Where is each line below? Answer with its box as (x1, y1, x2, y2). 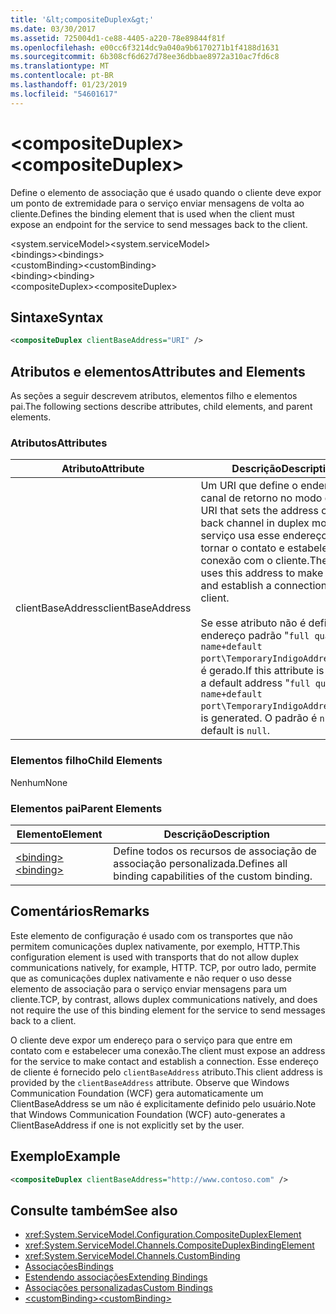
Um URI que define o (200, 479, 298, 493)
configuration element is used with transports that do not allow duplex (10, 951, 299, 963)
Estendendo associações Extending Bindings (24, 1271, 208, 1283)
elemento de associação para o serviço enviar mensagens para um (10, 982, 288, 995)
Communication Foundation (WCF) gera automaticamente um (10, 1087, 264, 1099)
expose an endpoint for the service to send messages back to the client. (10, 218, 308, 230)
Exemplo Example (10, 1148, 121, 1165)
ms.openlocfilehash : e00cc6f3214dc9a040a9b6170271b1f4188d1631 (10, 42, 280, 53)
